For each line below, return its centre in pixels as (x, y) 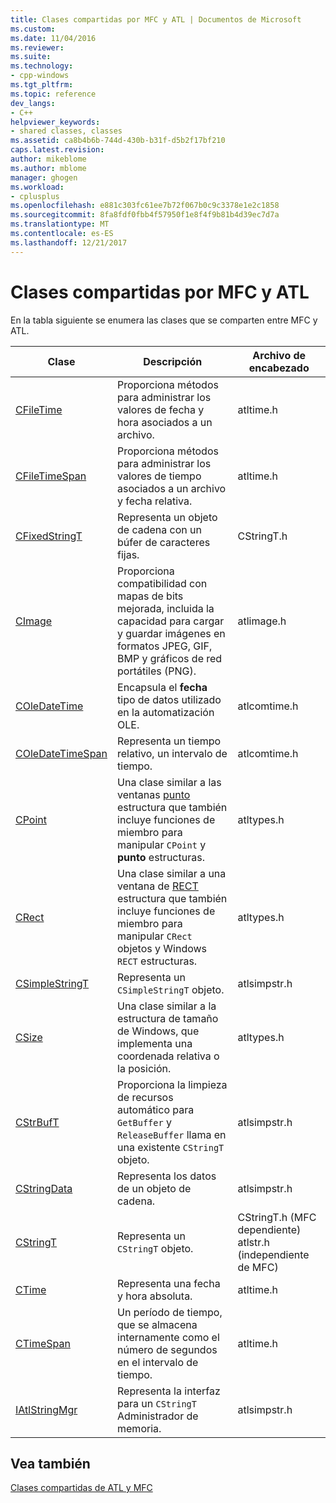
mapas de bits (150, 596)
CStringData (44, 1188)
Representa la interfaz (169, 1391)
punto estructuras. (161, 857)
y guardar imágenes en (171, 633)
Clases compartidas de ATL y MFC (81, 1488)
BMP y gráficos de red (170, 658)
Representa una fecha (169, 1283)
